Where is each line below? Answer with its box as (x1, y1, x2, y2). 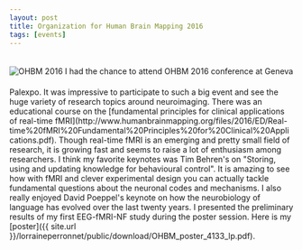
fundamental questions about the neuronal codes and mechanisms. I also (9, 182, 282, 194)
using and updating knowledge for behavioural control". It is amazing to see (9, 163, 290, 174)
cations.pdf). (9, 134, 57, 145)
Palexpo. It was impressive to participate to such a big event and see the (9, 87, 279, 97)
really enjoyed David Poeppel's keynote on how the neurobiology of (9, 192, 261, 203)
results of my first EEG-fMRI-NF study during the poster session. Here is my (9, 211, 291, 222)
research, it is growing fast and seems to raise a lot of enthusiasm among (9, 144, 282, 155)
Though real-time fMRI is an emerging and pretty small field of (58, 134, 290, 145)
